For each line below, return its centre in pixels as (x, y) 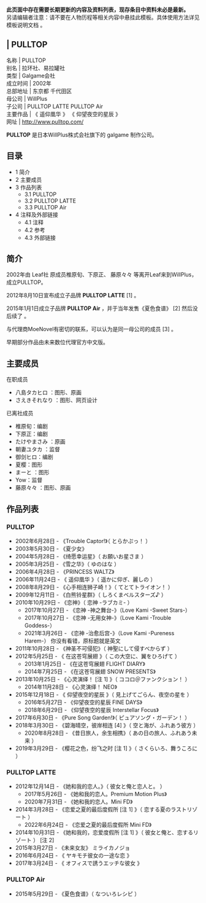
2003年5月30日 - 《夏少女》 (51, 549)
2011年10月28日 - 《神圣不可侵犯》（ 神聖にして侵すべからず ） (94, 648)
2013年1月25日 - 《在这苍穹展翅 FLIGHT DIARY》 (85, 663)
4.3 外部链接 (40, 237)
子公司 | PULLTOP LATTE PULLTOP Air (55, 106)
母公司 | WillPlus (27, 98)
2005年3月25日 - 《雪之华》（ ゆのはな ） (67, 564)
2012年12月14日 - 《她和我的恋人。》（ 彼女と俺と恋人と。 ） (90, 786)
